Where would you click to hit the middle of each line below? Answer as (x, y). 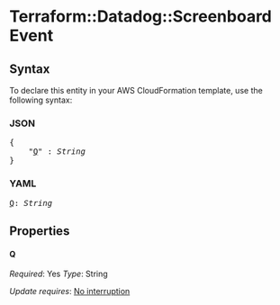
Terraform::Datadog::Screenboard (141, 17)
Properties (40, 231)
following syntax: (41, 100)
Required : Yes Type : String (59, 274)
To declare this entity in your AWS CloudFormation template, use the (136, 90)
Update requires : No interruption (70, 292)
